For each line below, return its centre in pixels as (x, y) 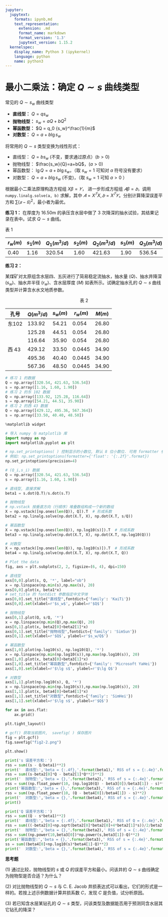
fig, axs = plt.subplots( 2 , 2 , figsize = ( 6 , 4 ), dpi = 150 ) (66, 567)
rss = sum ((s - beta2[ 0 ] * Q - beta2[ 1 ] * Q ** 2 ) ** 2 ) (54, 775)
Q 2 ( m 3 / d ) (104, 243)
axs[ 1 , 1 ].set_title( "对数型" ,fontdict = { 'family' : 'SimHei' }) (69, 696)
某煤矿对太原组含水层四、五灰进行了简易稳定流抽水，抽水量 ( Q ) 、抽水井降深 (83, 276)
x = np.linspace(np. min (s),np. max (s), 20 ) (50, 585)
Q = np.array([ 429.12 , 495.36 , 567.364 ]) (49, 411)
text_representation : (36, 24)
